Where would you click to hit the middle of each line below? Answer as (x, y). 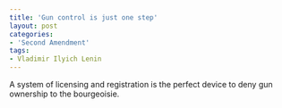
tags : (19, 51)
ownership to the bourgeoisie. (64, 94)
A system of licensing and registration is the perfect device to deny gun (141, 84)
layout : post (34, 26)
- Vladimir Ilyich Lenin (56, 59)
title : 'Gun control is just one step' (84, 17)
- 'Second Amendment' (50, 42)
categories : (31, 34)
